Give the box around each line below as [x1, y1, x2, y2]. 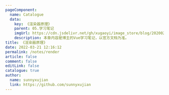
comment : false [5, 59, 37, 64]
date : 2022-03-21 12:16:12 [5, 45, 62, 50]
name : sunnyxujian [10, 77, 49, 82]
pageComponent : [5, 7, 37, 13]
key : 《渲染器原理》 [14, 21, 52, 27]
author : [5, 73, 22, 78]
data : [10, 17, 22, 22]
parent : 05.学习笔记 [14, 26, 54, 31]
